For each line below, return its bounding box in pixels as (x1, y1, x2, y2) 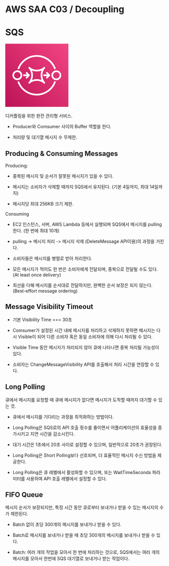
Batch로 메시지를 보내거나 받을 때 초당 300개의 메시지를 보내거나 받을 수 (12, 532, 155, 538)
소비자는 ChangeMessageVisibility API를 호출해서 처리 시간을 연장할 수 (12, 361, 154, 367)
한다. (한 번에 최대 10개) (12, 227, 60, 233)
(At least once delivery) (12, 272, 62, 278)
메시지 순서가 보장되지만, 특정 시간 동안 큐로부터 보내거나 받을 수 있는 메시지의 (5, 504, 159, 510)
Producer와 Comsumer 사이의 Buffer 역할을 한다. (12, 124, 112, 130)
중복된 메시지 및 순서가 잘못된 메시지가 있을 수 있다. (12, 173, 114, 179)
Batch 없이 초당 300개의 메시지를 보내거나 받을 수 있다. (12, 522, 122, 528)
